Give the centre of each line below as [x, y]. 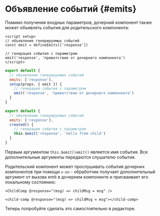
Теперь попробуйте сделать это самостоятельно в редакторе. [70, 208]
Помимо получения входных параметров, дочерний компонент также [79, 22]
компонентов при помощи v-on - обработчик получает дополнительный [80, 172]
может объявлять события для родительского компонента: [67, 27]
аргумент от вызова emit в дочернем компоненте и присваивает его [77, 177]
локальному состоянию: [30, 182]
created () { [22, 125]
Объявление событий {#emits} [71, 9]
